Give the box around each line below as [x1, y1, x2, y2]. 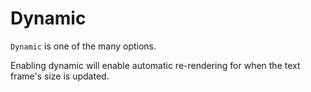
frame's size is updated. [10, 70, 110, 82]
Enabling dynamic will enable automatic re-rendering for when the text [10, 59, 301, 71]
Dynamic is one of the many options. [10, 40, 157, 52]
